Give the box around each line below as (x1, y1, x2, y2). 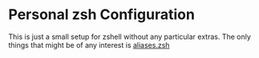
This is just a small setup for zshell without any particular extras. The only (8, 32, 251, 41)
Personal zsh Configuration (8, 6, 195, 24)
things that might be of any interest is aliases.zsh (8, 40, 170, 49)
